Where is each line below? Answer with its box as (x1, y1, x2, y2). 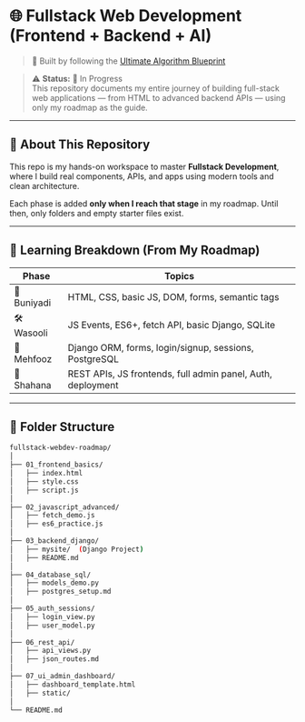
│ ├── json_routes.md (9, 655, 100, 664)
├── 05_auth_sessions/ (9, 604, 95, 613)
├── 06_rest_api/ (9, 637, 75, 647)
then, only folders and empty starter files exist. (9, 207, 184, 218)
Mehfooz (14, 352, 53, 365)
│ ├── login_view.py (9, 612, 95, 621)
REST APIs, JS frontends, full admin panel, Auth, (67, 367, 272, 380)
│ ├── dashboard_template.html (9, 679, 136, 689)
